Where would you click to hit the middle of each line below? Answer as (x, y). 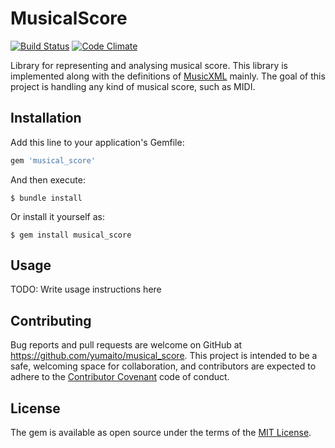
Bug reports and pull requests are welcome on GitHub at (126, 345)
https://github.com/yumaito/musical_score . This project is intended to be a (164, 356)
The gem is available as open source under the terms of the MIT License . (161, 433)
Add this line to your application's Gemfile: (97, 142)
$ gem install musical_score (71, 235)
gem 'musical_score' (53, 160)
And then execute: (48, 179)
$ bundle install (46, 198)
